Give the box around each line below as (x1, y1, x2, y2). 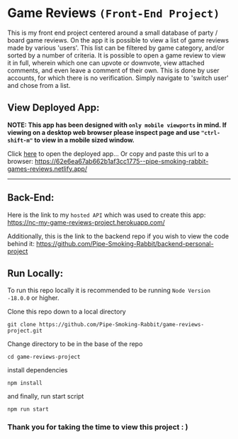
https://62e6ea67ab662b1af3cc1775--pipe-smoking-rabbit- (35, 157, 209, 165)
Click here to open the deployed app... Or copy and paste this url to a (7, 149, 209, 157)
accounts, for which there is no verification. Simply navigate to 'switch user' (7, 73, 229, 82)
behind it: (7, 239, 35, 248)
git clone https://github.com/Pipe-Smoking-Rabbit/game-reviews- (7, 321, 204, 328)
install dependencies (7, 366, 68, 374)
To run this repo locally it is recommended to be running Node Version (7, 286, 211, 295)
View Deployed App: (7, 101, 100, 114)
